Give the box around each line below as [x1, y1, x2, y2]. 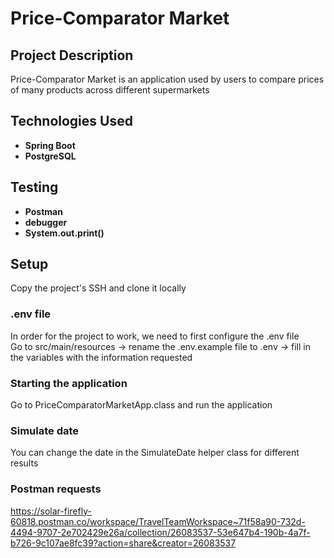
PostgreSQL [24, 150, 77, 162]
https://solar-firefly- [10, 505, 92, 517]
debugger [24, 216, 68, 228]
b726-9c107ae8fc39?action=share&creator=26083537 [10, 537, 237, 549]
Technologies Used [10, 113, 133, 130]
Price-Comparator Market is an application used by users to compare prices [10, 73, 325, 85]
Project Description [10, 47, 134, 64]
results [10, 457, 39, 469]
